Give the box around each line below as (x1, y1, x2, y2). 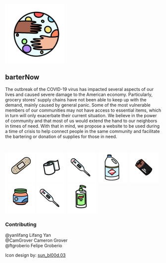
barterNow (5, 73, 40, 82)
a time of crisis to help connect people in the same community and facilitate (5, 128, 160, 134)
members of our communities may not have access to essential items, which (5, 107, 162, 113)
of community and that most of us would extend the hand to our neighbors (5, 118, 158, 124)
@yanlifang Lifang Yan (5, 232, 51, 238)
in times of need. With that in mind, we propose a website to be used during (5, 123, 160, 129)
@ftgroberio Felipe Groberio (5, 243, 62, 249)
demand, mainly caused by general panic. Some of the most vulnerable (5, 102, 151, 108)
